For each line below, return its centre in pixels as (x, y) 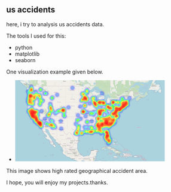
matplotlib (27, 54)
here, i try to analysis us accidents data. (55, 24)
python (24, 47)
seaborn (25, 60)
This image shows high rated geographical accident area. (77, 170)
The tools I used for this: (36, 36)
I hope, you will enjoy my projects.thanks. (57, 182)
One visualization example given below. (55, 72)
